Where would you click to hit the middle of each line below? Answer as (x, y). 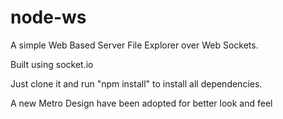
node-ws (48, 17)
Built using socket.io (52, 64)
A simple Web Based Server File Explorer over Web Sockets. (134, 45)
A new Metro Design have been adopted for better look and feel (141, 103)
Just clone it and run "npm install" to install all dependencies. (136, 83)
